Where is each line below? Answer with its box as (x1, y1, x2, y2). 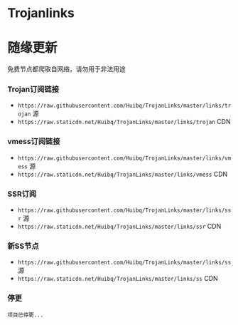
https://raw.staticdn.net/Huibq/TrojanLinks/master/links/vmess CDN (17, 170, 228, 178)
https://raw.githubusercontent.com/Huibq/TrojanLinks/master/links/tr (17, 102, 232, 110)
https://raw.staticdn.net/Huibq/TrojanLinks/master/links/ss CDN (17, 274, 218, 283)
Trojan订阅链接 (7, 84, 59, 94)
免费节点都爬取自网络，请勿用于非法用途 (7, 65, 126, 73)
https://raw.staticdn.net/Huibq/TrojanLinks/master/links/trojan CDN (17, 118, 231, 126)
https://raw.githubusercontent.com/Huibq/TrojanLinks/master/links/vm (17, 155, 232, 162)
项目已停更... (7, 311, 44, 319)
